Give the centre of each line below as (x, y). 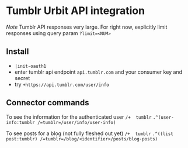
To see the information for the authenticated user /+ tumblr (79, 117)
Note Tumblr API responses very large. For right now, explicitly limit (87, 27)
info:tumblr (20, 122)
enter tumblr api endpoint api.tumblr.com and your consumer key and (98, 72)
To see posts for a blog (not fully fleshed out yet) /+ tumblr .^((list (90, 133)
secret (22, 78)
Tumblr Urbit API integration (75, 11)
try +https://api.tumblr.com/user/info (62, 84)
